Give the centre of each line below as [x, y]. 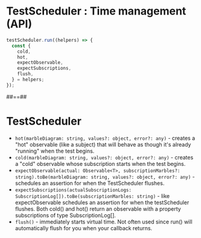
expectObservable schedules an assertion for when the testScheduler [102, 202]
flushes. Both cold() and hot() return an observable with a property [98, 209]
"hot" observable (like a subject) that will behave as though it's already [103, 144]
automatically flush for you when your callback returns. [84, 228]
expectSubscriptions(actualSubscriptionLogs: [73, 190]
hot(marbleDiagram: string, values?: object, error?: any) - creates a [105, 138]
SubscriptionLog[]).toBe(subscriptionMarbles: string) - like [92, 196]
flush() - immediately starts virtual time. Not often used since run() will [104, 222]
